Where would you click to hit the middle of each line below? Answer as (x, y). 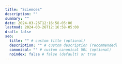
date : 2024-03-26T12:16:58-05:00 (39, 23)
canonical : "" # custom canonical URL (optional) (60, 50)
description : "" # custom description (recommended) (64, 45)
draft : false (18, 32)
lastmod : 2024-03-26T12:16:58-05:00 (42, 27)
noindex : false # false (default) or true (53, 54)
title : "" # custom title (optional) (47, 41)
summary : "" (17, 18)
